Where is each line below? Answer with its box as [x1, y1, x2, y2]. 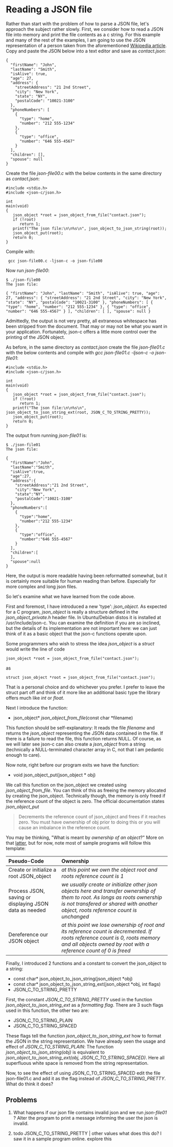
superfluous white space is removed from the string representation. [6, 1060, 149, 1066]
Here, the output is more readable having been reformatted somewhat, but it [6, 572, 167, 579]
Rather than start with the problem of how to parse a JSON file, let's [6, 21, 149, 27]
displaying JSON [8, 900, 49, 907]
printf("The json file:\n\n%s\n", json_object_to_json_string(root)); [12, 226, 167, 231]
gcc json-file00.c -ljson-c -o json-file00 [8, 258, 103, 263]
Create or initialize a [8, 866, 56, 873]
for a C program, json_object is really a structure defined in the [6, 608, 138, 615]
